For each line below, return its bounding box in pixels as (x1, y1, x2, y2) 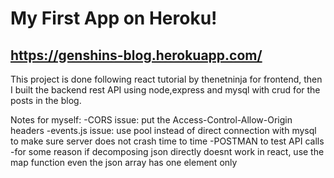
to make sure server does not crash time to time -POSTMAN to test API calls (10, 135, 325, 147)
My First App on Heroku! (10, 7, 218, 30)
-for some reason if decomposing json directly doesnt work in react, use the (10, 146, 325, 157)
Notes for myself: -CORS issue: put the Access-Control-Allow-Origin (10, 114, 293, 126)
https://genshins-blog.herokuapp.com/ (10, 47, 263, 64)
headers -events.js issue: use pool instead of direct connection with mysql (10, 125, 317, 136)
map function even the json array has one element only (10, 157, 238, 168)
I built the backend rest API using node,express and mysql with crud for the (10, 84, 321, 96)
